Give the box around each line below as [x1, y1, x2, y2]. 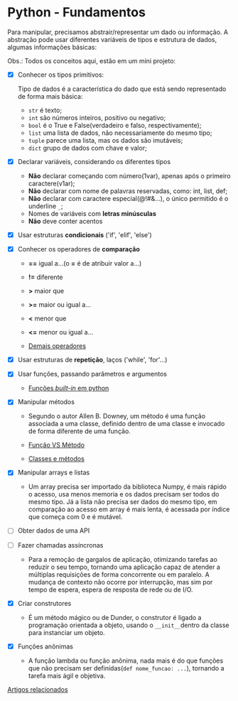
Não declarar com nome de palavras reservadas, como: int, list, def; [28, 187, 228, 195]
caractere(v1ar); [28, 179, 75, 188]
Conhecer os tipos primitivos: [17, 70, 104, 79]
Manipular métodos [17, 398, 75, 406]
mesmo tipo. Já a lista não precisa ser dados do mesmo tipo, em [28, 498, 218, 506]
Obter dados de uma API [17, 526, 90, 535]
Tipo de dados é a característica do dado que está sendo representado [17, 85, 227, 93]
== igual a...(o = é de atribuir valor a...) [28, 259, 142, 268]
